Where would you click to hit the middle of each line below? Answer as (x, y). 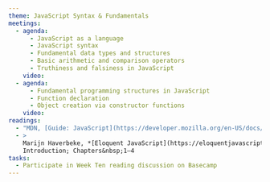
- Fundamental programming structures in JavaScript (120, 91)
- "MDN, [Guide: (43, 128)
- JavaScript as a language (77, 38)
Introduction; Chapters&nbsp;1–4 (79, 151)
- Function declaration (70, 98)
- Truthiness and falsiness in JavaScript (102, 68)
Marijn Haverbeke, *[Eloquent (74, 143)
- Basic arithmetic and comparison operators (107, 61)
